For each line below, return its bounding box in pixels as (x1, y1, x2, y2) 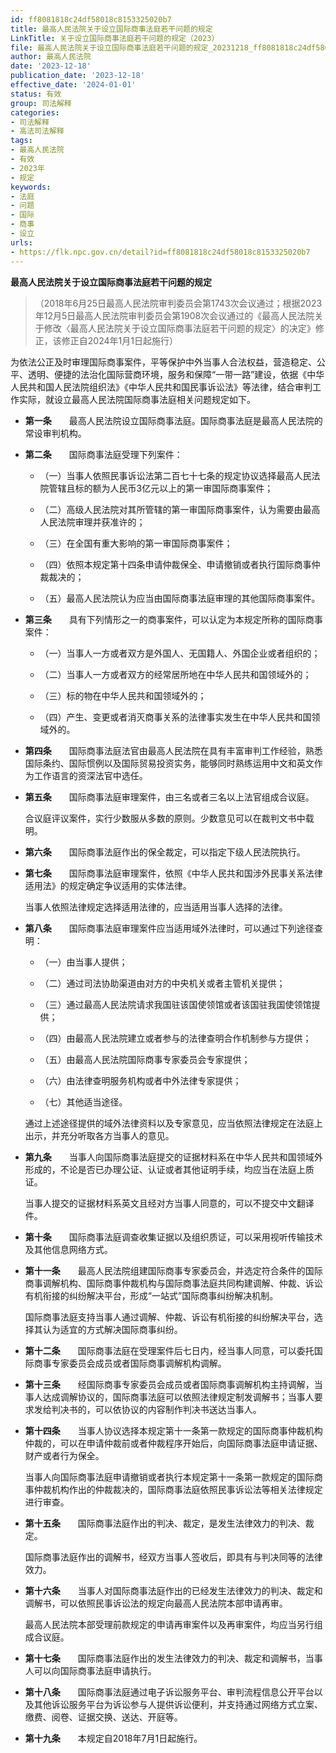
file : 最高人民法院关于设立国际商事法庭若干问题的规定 (10, 42, 209, 53)
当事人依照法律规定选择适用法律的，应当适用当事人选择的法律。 (24, 901, 288, 913)
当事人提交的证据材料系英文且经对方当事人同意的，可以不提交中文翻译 (24, 1197, 315, 1209)
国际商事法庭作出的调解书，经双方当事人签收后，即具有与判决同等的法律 (24, 1551, 323, 1563)
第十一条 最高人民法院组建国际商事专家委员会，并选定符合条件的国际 (24, 1264, 323, 1276)
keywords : (10, 182, 52, 192)
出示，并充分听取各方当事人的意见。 (24, 1129, 175, 1141)
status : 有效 (10, 89, 62, 99)
